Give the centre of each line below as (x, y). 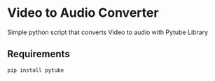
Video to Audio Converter (83, 13)
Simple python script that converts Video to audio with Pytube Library (108, 32)
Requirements (39, 54)
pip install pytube (36, 70)
